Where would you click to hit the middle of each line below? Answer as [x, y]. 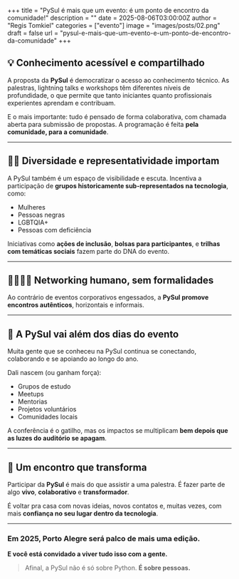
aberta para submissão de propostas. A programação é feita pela [103, 124]
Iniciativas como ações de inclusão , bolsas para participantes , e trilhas [114, 244]
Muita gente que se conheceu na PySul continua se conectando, [102, 352]
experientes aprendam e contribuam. [62, 103]
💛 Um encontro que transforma [77, 467]
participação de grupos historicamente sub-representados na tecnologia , [118, 185]
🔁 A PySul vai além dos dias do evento [93, 334]
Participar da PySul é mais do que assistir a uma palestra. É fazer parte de [116, 485]
